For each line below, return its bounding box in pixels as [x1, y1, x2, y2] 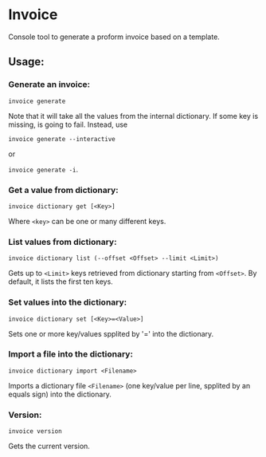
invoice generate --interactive [8, 135, 115, 143]
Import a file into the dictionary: [8, 349, 134, 360]
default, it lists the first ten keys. [8, 277, 113, 286]
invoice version [8, 427, 62, 435]
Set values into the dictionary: [8, 297, 127, 308]
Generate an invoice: [8, 79, 91, 90]
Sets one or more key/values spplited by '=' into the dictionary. [8, 329, 214, 338]
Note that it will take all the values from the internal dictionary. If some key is [8, 111, 259, 120]
